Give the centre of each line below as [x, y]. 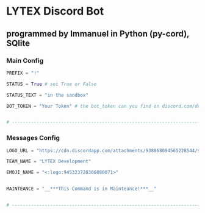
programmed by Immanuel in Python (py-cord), [98, 34]
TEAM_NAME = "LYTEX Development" [49, 162]
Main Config [25, 60]
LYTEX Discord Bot [55, 11]
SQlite [18, 43]
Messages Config [33, 138]
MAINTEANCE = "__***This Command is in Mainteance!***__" [81, 189]
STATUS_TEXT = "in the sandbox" [47, 95]
